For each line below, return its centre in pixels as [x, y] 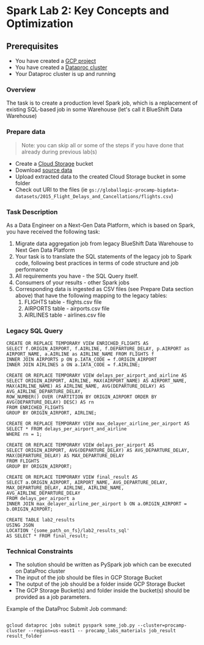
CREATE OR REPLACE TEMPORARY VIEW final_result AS [72, 477]
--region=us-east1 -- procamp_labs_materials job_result [102, 631]
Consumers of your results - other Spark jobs [72, 282]
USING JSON [20, 525]
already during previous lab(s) [59, 152]
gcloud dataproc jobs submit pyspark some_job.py [71, 625]
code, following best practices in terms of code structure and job [97, 263]
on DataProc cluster [40, 571]
